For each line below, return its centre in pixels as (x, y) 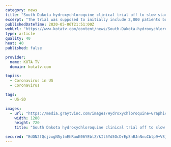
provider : (16, 57)
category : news (21, 10)
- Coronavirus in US (32, 81)
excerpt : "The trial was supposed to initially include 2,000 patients (83, 19)
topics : (13, 76)
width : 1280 (27, 118)
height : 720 (27, 123)
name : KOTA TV (25, 62)
